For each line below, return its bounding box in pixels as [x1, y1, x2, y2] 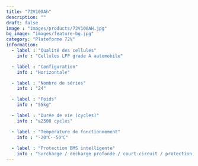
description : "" [6, 14, 46, 20]
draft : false [6, 20, 39, 26]
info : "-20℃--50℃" [17, 134, 68, 140]
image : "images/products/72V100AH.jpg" [6, 25, 108, 32]
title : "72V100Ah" [6, 8, 52, 15]
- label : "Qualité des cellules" [11, 48, 97, 54]
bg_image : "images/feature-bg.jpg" [6, 31, 94, 37]
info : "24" [17, 86, 46, 92]
